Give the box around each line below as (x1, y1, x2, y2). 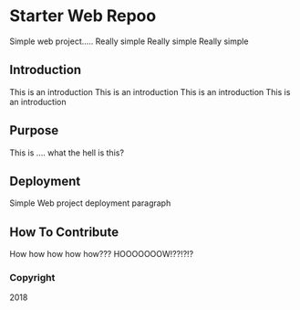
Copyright (9, 272, 56, 284)
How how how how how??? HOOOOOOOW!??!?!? (9, 249, 194, 260)
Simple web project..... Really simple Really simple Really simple (9, 36, 249, 47)
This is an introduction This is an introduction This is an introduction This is (9, 86, 291, 97)
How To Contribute (9, 224, 119, 240)
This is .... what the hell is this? (9, 147, 125, 158)
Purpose (9, 123, 59, 138)
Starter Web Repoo (9, 5, 157, 27)
